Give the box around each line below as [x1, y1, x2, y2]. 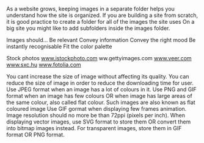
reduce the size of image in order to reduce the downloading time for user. [6, 79, 194, 86]
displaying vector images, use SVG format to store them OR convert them [6, 118, 191, 125]
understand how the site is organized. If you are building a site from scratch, [6, 12, 199, 19]
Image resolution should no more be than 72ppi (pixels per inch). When [6, 112, 185, 119]
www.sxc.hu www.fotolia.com [6, 61, 81, 68]
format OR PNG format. [6, 131, 65, 138]
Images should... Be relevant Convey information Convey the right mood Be [6, 37, 196, 43]
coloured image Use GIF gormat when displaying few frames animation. [6, 105, 187, 112]
